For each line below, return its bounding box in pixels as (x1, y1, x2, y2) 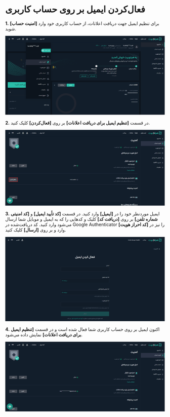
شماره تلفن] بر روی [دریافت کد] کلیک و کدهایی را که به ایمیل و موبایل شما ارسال (5, 216, 158, 222)
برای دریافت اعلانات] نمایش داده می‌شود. (5, 331, 82, 337)
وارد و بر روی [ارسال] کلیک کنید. (5, 226, 67, 233)
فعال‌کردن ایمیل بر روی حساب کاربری (5, 4, 146, 15)
